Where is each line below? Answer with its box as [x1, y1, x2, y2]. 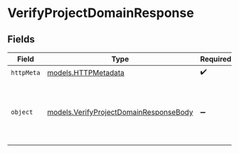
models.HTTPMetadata [47, 67, 124, 77]
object [11, 108, 33, 116]
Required [200, 55, 232, 64]
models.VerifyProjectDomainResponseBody [47, 108, 193, 117]
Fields [7, 33, 36, 45]
